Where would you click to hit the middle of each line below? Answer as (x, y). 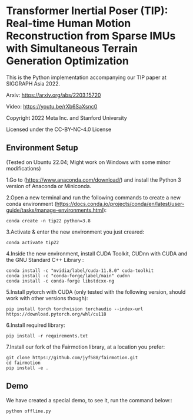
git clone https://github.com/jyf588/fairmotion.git (72, 357)
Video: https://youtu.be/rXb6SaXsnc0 (52, 106)
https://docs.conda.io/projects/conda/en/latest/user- (120, 204)
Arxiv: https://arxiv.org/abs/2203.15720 (54, 95)
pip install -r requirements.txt (47, 336)
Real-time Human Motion (69, 23)
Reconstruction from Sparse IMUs (91, 36)
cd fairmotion (24, 363)
